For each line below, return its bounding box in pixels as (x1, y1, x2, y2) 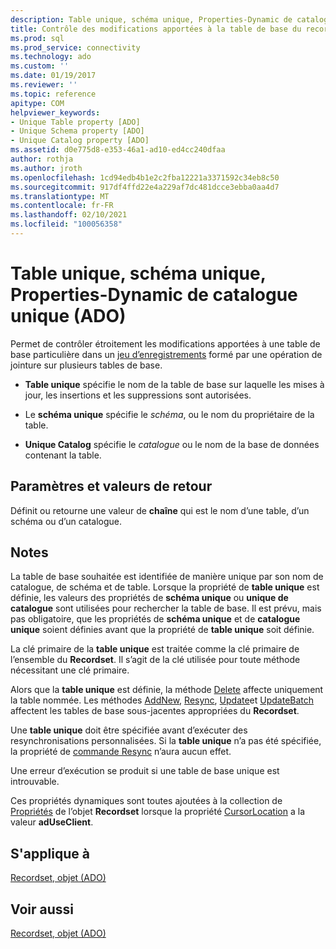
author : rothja (10, 154, 74, 164)
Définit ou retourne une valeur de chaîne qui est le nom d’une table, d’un (10, 504, 310, 516)
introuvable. (10, 776, 60, 788)
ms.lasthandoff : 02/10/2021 (10, 210, 128, 220)
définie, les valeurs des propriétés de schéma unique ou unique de (10, 592, 289, 604)
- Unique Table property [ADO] (10, 117, 141, 127)
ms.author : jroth (10, 163, 83, 173)
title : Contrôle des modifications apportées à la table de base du (10, 24, 302, 34)
